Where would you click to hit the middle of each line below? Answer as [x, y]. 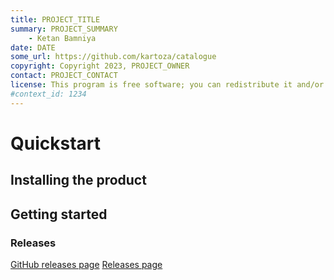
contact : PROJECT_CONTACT [64, 76]
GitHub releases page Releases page [86, 264]
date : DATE [33, 47]
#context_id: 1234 [48, 94]
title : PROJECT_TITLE [55, 19]
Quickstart [56, 143]
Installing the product [78, 180]
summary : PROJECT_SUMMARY [64, 29]
